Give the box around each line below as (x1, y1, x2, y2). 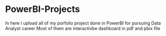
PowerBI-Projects (5, 3, 80, 15)
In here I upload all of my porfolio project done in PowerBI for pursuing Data (5, 20, 161, 26)
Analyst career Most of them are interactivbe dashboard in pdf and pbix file (5, 25, 160, 31)
